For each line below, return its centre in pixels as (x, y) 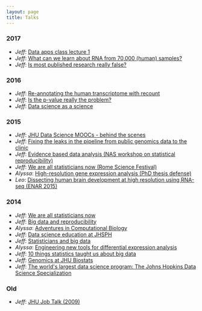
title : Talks (23, 18)
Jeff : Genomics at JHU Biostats (54, 260)
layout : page (23, 12)
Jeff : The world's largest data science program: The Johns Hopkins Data (106, 266)
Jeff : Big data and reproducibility (56, 222)
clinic (22, 148)
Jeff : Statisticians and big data (53, 241)
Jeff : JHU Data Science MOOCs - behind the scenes (80, 135)
